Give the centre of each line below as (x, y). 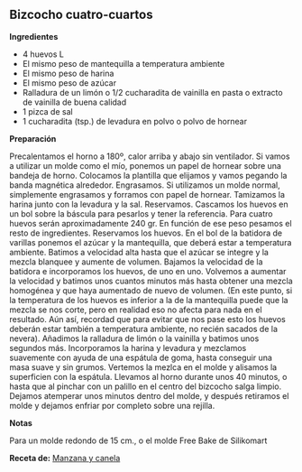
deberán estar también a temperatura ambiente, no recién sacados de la (143, 329)
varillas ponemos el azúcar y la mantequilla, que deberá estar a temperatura (151, 242)
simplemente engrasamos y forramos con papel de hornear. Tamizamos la (147, 194)
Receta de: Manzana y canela (65, 458)
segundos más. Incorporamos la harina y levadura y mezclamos (128, 347)
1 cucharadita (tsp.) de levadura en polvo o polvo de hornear (135, 121)
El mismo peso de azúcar (69, 83)
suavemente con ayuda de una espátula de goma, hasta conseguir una (141, 357)
